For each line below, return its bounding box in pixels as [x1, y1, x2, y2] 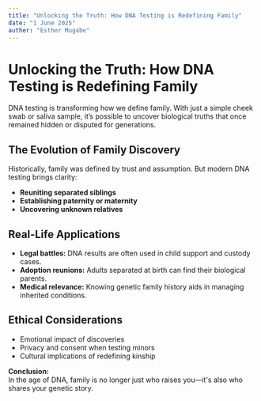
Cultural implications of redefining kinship [19, 351, 156, 361]
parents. [19, 274, 47, 283]
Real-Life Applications [8, 227, 121, 241]
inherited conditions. [19, 290, 87, 300]
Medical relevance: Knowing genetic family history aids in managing [19, 282, 244, 291]
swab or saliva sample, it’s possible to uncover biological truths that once [8, 112, 247, 121]
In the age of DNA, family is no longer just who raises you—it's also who [8, 375, 244, 384]
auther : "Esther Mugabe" [8, 26, 90, 34]
